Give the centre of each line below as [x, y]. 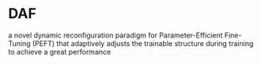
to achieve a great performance [60, 52]
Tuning [19, 43]
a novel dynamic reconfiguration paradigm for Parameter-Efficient [115, 35]
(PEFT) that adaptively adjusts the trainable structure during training [143, 43]
